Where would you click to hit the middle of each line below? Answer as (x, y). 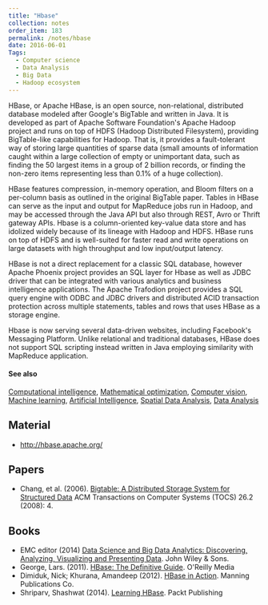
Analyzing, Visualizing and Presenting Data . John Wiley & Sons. (124, 559)
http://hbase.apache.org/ (61, 444)
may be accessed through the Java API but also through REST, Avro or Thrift (134, 214)
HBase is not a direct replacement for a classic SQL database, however (125, 264)
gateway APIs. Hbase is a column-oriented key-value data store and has (127, 223)
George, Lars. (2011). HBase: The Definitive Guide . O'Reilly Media (127, 567)
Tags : (17, 53)
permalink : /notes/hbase (50, 38)
